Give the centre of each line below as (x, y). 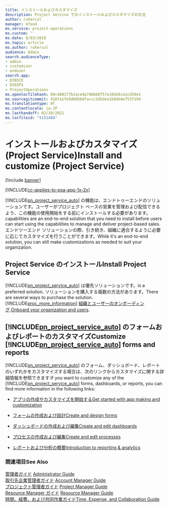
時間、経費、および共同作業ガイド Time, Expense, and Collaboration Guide (82, 499)
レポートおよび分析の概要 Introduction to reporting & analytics (76, 447)
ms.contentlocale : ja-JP (31, 108)
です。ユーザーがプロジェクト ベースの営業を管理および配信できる (91, 206)
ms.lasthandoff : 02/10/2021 (35, 113)
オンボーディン (129, 303)
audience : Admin (22, 52)
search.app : (18, 76)
